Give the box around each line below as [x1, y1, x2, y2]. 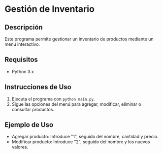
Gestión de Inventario [4, 3, 95, 15]
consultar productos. [11, 106, 55, 112]
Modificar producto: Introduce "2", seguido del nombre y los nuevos [11, 139, 150, 145]
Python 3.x [11, 68, 34, 74]
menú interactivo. [4, 41, 40, 47]
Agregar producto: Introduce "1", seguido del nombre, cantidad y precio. [11, 134, 159, 140]
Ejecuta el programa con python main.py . [11, 96, 95, 102]
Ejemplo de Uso [4, 121, 54, 129]
